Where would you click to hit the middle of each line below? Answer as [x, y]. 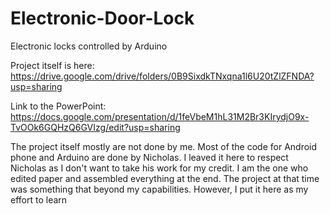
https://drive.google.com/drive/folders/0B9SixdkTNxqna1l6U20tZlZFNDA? [162, 76]
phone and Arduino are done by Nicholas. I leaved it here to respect [149, 157]
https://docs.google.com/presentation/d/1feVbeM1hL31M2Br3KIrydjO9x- [160, 116]
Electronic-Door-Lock [102, 18]
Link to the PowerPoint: [58, 106]
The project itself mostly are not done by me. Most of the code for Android [164, 146]
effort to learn [39, 199]
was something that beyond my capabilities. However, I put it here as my [159, 189]
